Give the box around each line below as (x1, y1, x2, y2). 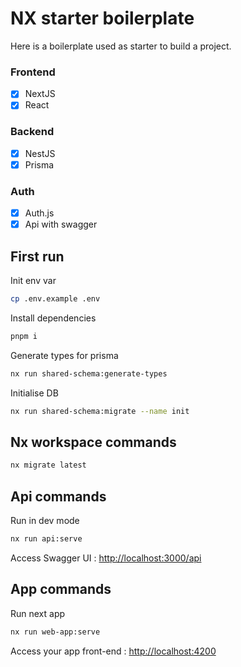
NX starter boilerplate (10, 7, 195, 30)
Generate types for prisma (10, 349, 119, 361)
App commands (10, 581, 112, 598)
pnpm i (10, 331, 38, 341)
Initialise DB (10, 387, 59, 399)
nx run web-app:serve (10, 627, 101, 637)
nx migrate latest (10, 460, 87, 471)
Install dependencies (10, 312, 97, 324)
